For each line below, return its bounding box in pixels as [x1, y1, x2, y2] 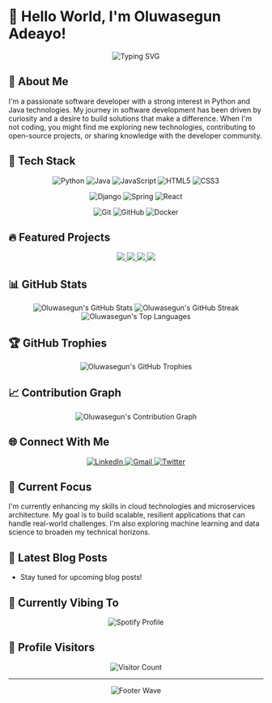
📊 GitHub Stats [8, 277, 87, 291]
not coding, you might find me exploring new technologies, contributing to [8, 121, 256, 132]
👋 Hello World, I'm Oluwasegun [8, 7, 221, 26]
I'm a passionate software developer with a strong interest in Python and [8, 96, 251, 106]
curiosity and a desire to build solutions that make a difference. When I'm [8, 113, 253, 123]
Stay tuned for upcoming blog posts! [19, 573, 142, 582]
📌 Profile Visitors [8, 641, 96, 654]
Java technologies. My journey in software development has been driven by [8, 104, 261, 114]
